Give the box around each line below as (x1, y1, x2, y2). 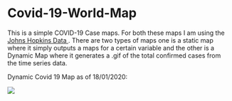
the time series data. (7, 58, 68, 67)
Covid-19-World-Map (7, 5, 137, 21)
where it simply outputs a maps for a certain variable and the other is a (7, 43, 215, 52)
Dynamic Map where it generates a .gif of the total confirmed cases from (7, 51, 221, 60)
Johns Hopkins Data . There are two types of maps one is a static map (7, 36, 213, 44)
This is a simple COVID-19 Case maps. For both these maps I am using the (7, 28, 226, 37)
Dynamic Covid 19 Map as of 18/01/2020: (7, 73, 128, 81)
